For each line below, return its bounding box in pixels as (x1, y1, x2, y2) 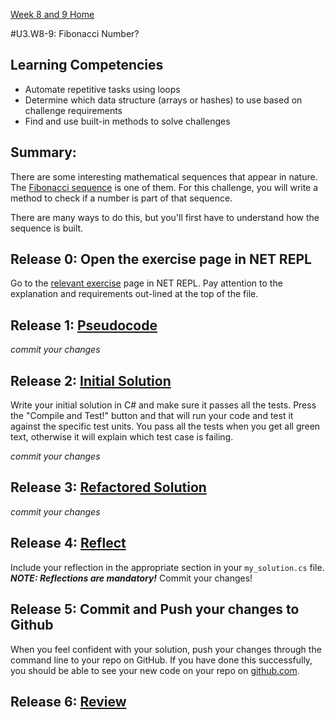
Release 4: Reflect (10, 535, 127, 552)
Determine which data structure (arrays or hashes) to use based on (24, 94, 303, 106)
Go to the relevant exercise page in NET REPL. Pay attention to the (10, 277, 283, 289)
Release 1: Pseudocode (10, 317, 158, 334)
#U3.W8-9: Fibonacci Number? (10, 28, 140, 39)
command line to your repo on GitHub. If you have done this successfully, (10, 654, 313, 666)
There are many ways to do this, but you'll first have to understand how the (10, 211, 320, 223)
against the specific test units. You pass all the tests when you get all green (10, 420, 321, 433)
